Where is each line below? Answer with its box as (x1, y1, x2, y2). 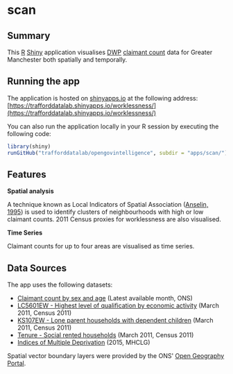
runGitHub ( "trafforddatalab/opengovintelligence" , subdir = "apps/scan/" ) (7, 149, 228, 156)
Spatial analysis (7, 187, 54, 196)
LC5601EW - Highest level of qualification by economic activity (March (17, 301, 220, 310)
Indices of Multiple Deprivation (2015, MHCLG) (17, 339, 150, 347)
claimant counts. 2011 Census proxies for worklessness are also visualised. (7, 215, 222, 223)
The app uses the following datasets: (7, 280, 113, 289)
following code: (7, 129, 51, 137)
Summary (7, 30, 51, 42)
